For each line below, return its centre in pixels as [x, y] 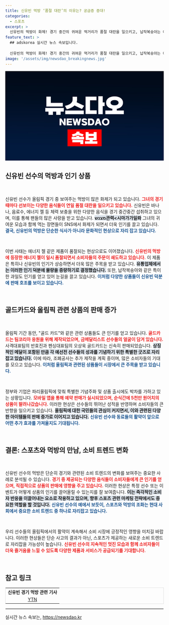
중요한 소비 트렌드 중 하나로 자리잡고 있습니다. [63, 511]
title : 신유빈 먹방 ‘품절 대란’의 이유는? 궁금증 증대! [55, 11]
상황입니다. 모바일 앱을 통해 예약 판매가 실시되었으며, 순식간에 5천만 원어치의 [85, 397]
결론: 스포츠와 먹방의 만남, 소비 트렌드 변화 [67, 450]
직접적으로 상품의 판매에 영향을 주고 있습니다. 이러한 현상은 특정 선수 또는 [87, 486]
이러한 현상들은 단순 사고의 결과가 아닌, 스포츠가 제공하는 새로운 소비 [83, 538]
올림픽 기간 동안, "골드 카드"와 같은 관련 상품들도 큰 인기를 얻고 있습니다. [76, 333]
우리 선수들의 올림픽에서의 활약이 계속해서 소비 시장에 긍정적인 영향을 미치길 [80, 531]
